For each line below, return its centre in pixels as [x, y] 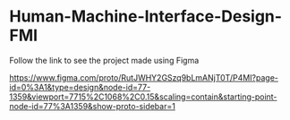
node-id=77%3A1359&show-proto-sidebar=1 [93, 106]
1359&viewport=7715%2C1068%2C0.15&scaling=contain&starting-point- [143, 97]
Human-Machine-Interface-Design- [146, 17]
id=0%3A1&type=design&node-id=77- [80, 87]
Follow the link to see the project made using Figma [104, 60]
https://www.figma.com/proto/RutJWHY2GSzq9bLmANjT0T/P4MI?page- [144, 77]
